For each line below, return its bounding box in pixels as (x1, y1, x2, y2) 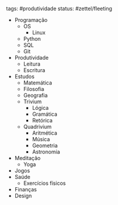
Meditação (14, 155, 41, 161)
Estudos (14, 73, 35, 80)
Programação (14, 17, 48, 23)
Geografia (23, 92, 48, 99)
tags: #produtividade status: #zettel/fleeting (6, 5, 113, 12)
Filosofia (23, 86, 45, 92)
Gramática (32, 110, 58, 118)
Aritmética (32, 129, 58, 136)
